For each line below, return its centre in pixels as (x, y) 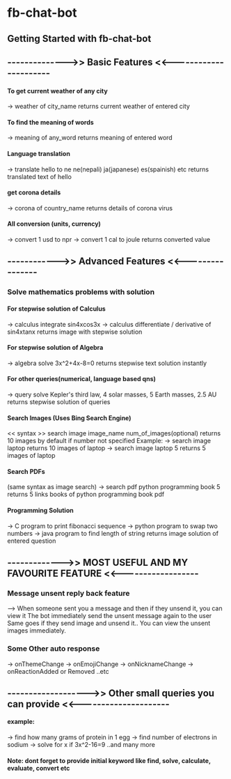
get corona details (34, 192)
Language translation (39, 153)
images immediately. (37, 631)
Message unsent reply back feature (69, 593)
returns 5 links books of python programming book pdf (86, 494)
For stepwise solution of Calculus (56, 309)
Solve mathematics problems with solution (81, 292)
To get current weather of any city (57, 91)
